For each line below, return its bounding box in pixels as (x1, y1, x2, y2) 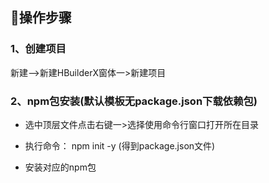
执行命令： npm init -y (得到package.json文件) (24, 139, 216, 152)
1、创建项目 (10, 42, 67, 56)
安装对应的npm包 (24, 161, 97, 173)
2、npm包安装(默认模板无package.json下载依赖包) (10, 94, 258, 108)
